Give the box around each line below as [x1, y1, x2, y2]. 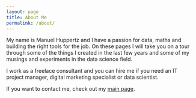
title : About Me [6, 14, 47, 20]
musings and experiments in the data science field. [6, 55, 133, 63]
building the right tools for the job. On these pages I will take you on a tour [6, 43, 190, 50]
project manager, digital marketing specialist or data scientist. [6, 73, 159, 81]
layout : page [6, 8, 39, 15]
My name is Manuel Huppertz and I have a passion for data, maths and [6, 37, 182, 44]
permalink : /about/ [6, 20, 55, 26]
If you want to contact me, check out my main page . [6, 85, 135, 93]
